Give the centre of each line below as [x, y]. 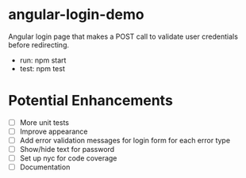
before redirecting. [39, 44]
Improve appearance [54, 131]
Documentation [45, 167]
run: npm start [43, 60]
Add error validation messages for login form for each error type [125, 140]
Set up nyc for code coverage [68, 158]
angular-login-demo [76, 15]
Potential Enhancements [90, 101]
